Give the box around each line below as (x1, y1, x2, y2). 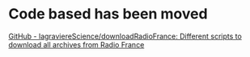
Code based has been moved (8, 5, 208, 23)
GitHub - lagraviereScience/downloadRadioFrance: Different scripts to (8, 31, 243, 41)
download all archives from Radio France (8, 39, 145, 49)
